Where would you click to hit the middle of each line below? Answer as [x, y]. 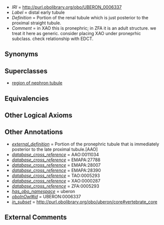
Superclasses [26, 71]
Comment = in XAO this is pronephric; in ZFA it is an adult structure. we [84, 28]
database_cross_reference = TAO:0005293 [56, 176]
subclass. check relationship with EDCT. [52, 39]
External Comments [36, 217]
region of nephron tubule [37, 83]
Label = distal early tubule [38, 12]
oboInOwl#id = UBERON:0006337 [46, 196]
